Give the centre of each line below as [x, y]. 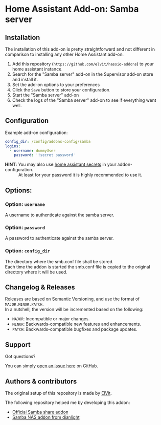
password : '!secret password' [45, 155]
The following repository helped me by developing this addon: [68, 403]
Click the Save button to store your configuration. [61, 90]
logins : [13, 146]
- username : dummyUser [33, 151]
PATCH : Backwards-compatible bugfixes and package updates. [75, 329]
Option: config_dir [28, 251]
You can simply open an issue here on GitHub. [52, 366]
